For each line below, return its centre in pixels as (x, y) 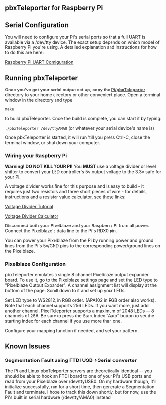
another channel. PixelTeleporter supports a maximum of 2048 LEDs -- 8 (80, 311)
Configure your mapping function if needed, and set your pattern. (72, 330)
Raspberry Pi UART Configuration (39, 62)
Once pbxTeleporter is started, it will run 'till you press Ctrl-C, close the (78, 137)
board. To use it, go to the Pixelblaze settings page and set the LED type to (81, 280)
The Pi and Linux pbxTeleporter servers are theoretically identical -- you (79, 371)
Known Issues (28, 346)
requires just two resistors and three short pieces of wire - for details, (76, 192)
